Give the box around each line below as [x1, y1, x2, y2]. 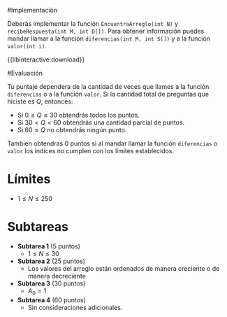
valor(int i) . [7, 42, 47, 50]
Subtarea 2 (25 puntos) [17, 257, 86, 265]
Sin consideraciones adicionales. [27, 303, 123, 311]
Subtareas [7, 219, 68, 235]
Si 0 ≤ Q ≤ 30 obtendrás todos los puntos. [17, 111, 140, 119]
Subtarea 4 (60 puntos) [17, 295, 86, 304]
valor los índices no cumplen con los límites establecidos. [7, 147, 175, 155]
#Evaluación [7, 69, 43, 77]
